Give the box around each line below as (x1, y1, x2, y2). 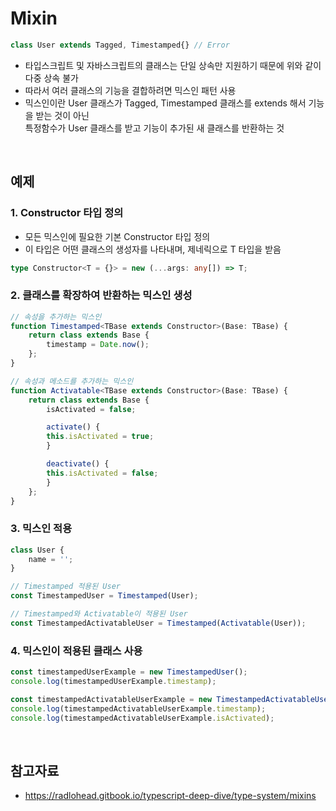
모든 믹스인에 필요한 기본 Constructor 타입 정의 (24, 230, 211, 242)
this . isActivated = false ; (46, 468, 159, 478)
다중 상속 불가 (24, 72, 79, 84)
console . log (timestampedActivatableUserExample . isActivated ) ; (10, 713, 275, 723)
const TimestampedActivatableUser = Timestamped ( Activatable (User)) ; (10, 618, 307, 628)
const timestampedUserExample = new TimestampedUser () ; (10, 667, 248, 677)
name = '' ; (28, 554, 74, 564)
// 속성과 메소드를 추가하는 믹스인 (10, 376, 134, 386)
